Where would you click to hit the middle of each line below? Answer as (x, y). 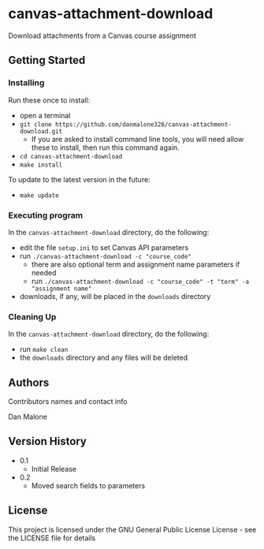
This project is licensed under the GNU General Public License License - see (132, 529)
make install (41, 165)
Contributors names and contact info (68, 401)
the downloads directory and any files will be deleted (103, 358)
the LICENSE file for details (52, 538)
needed (44, 272)
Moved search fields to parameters (88, 485)
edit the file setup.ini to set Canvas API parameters (104, 247)
